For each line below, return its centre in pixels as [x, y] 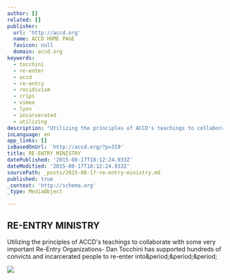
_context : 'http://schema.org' [52, 186]
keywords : [21, 58]
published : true [30, 179]
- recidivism [32, 90]
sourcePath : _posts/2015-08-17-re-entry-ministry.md [84, 173]
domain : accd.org [38, 52]
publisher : [23, 26]
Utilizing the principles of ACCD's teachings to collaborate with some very [112, 242]
